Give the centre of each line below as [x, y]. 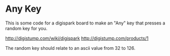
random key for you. [26, 28]
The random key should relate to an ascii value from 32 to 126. [70, 48]
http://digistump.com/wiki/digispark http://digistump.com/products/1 [77, 38]
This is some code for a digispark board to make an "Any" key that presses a [85, 23]
